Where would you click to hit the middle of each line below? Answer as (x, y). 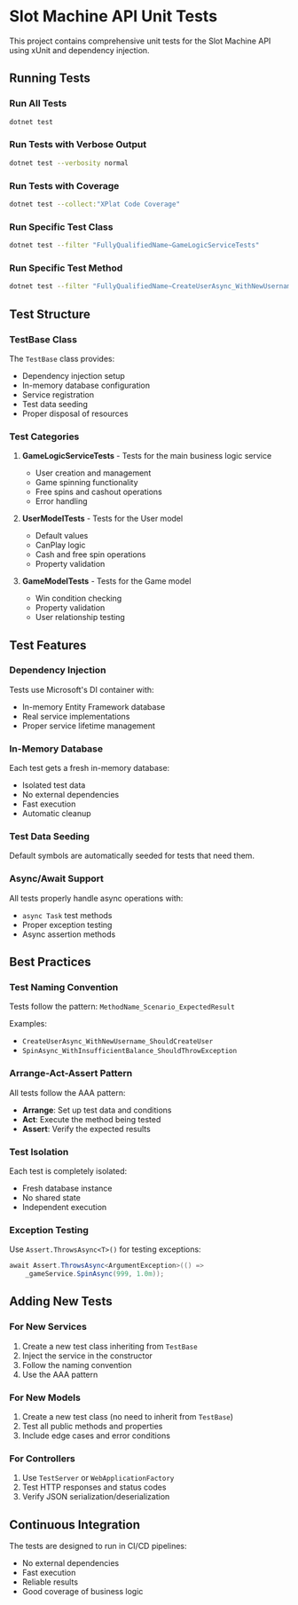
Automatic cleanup (56, 814)
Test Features (48, 645)
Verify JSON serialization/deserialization (96, 1497)
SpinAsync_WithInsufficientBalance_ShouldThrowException (129, 1051)
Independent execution (64, 1208)
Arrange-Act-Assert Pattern (71, 1074)
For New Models (45, 1397)
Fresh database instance (67, 1188)
